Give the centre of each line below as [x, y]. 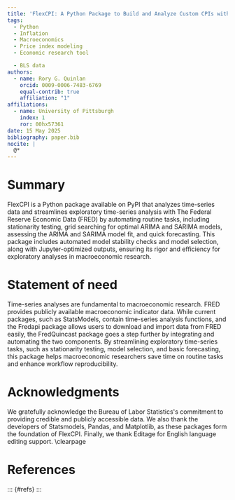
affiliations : [28, 105]
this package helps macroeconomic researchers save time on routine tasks [115, 356]
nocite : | [22, 144]
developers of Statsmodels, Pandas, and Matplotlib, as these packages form [117, 426]
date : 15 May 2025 [34, 130]
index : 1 [33, 118]
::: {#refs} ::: [24, 489]
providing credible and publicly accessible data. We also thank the [103, 419]
